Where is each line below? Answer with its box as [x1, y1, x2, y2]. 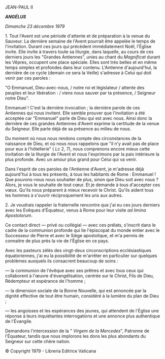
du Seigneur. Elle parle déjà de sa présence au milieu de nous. [5, 126, 132, 132]
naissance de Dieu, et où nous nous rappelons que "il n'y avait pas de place [5, 141, 159, 147]
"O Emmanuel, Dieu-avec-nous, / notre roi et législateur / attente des [5, 85, 145, 91]
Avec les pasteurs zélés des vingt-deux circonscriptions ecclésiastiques [5, 248, 152, 253]
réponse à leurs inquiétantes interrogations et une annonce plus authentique [5, 313, 161, 319]
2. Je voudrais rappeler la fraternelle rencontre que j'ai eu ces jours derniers [5, 202, 160, 207]
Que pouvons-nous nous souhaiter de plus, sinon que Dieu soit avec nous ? [5, 177, 159, 182]
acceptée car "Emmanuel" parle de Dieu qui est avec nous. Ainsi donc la [5, 115, 152, 121]
